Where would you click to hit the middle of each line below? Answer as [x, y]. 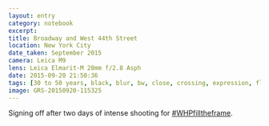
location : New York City [50, 46]
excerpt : [23, 30]
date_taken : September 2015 [55, 53]
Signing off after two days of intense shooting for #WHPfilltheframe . [121, 113]
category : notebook [41, 23]
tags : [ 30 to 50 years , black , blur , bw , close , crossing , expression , [130, 83]
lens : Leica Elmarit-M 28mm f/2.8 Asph [75, 68]
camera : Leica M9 [37, 61]
